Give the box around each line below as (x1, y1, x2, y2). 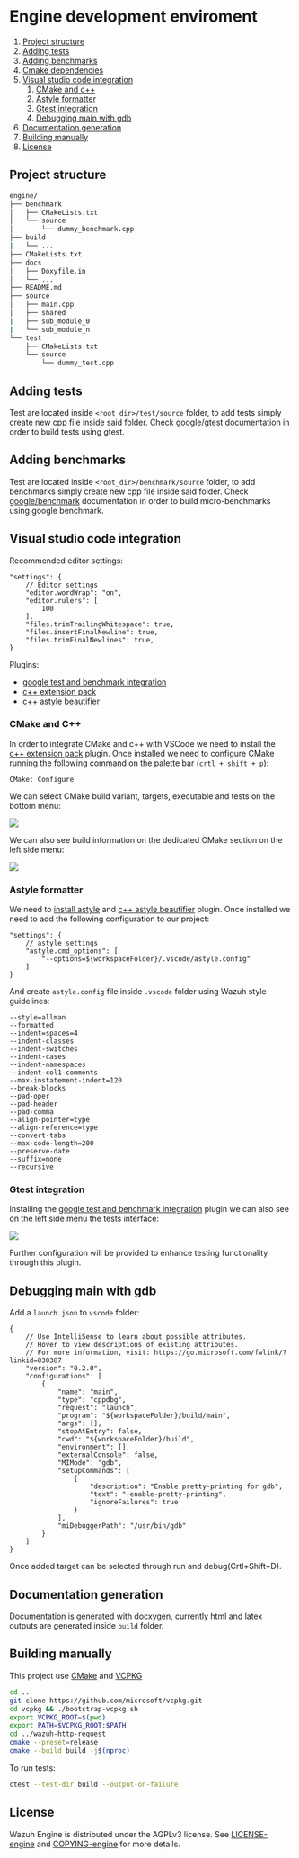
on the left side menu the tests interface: (9, 1213, 160, 1225)
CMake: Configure (9, 775, 75, 784)
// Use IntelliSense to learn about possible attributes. (25, 1333, 247, 1342)
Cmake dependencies (22, 65, 104, 76)
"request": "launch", (57, 1404, 139, 1413)
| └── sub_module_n (9, 325, 91, 334)
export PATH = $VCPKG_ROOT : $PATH (9, 1721, 127, 1730)
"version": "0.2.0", (25, 1364, 102, 1373)
